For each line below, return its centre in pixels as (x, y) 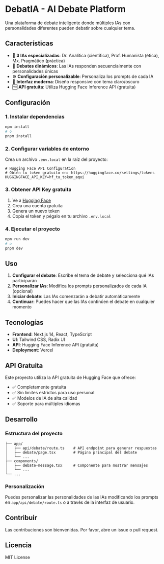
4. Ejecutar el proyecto (33, 229)
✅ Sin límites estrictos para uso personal (53, 393)
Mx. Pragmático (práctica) (39, 61)
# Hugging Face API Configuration (41, 169)
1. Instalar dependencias (35, 117)
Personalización (25, 486)
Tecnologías (24, 322)
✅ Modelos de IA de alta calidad (45, 398)
